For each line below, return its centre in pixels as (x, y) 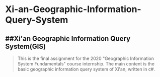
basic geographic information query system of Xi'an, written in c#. (86, 69)
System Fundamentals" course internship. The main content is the (86, 64)
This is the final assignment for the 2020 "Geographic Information (86, 58)
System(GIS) (26, 46)
